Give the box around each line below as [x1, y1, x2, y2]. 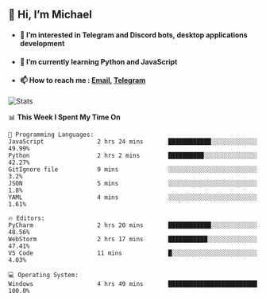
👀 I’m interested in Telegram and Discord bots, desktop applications [19, 29, 248, 40]
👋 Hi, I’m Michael [8, 8, 93, 21]
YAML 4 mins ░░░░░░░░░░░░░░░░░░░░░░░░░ [8, 193, 258, 201]
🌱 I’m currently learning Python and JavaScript [19, 57, 178, 66]
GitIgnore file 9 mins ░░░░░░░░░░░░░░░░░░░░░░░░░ [8, 165, 258, 174]
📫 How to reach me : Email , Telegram [19, 76, 146, 85]
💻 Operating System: [8, 271, 79, 279]
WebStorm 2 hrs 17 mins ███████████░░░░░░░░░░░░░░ [8, 235, 258, 243]
